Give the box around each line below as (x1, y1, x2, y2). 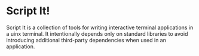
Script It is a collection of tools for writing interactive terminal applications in (6, 24, 194, 31)
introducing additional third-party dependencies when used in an (6, 36, 166, 43)
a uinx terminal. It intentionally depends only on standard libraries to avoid (6, 30, 188, 37)
